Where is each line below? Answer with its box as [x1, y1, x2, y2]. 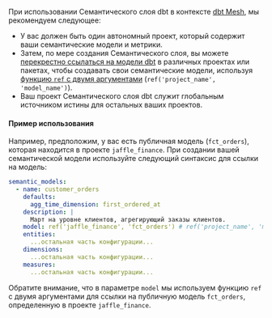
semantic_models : [8, 178, 67, 186]
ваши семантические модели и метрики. [19, 40, 164, 49]
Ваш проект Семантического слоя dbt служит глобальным [19, 91, 224, 100]
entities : [23, 231, 57, 239]
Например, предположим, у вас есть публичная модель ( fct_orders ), [8, 137, 249, 146]
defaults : [23, 193, 57, 201]
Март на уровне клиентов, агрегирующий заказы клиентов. [29, 215, 227, 223]
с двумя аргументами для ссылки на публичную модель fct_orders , [8, 291, 245, 301]
